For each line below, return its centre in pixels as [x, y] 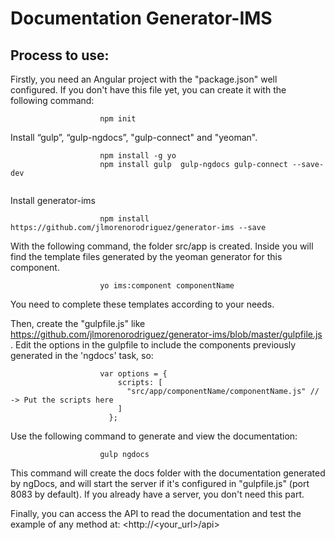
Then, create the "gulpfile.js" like [78, 323]
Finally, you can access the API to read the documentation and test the [156, 513]
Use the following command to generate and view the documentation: [154, 436]
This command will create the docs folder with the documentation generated [168, 473]
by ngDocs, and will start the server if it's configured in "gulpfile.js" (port [160, 483]
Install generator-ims [53, 200]
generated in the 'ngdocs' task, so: [82, 355]
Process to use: [60, 55]
